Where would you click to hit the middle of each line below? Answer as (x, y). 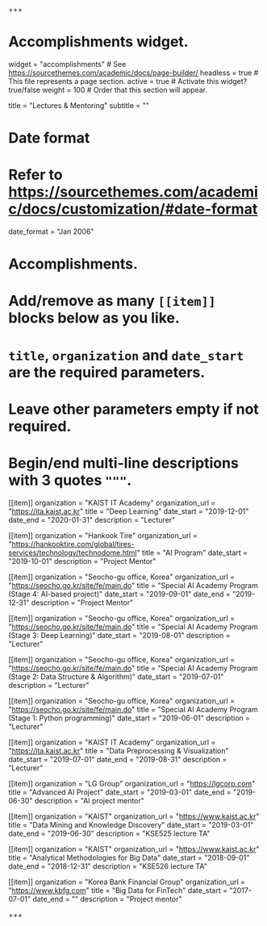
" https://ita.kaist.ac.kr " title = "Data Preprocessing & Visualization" (119, 750)
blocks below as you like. (94, 318)
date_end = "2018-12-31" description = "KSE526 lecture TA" (108, 866)
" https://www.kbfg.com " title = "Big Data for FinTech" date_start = (118, 890)
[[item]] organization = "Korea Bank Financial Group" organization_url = (127, 882)
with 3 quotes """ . (70, 480)
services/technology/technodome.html (73, 553)
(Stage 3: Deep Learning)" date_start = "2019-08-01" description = (119, 635)
